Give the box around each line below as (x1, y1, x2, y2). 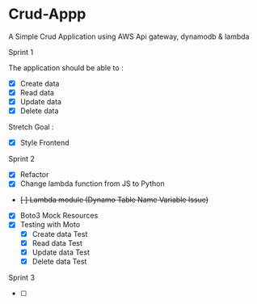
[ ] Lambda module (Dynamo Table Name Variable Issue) (19, 195, 209, 205)
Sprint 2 (8, 154, 35, 164)
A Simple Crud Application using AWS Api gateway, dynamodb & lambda (8, 32, 250, 41)
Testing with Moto (19, 220, 81, 230)
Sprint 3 (8, 272, 35, 282)
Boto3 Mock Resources (19, 211, 99, 221)
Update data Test (32, 247, 91, 257)
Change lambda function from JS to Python (19, 179, 165, 188)
